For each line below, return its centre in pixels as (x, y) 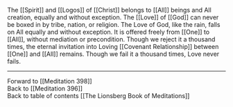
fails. (14, 61)
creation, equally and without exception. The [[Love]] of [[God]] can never (113, 17)
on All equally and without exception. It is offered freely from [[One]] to (109, 32)
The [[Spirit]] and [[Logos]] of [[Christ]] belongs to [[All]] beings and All (109, 10)
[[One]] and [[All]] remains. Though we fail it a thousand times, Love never (113, 54)
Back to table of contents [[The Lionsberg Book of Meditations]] (98, 96)
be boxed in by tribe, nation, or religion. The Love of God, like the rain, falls (114, 25)
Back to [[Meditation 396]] (45, 88)
